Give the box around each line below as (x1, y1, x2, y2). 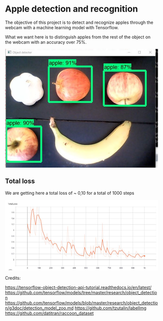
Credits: (5, 275, 21, 281)
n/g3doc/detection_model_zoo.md (5, 305, 74, 311)
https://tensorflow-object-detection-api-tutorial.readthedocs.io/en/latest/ (5, 285, 152, 290)
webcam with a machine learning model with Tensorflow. (5, 24, 119, 30)
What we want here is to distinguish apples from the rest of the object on (5, 34, 151, 40)
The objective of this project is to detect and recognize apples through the (5, 19, 154, 25)
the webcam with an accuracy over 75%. (5, 39, 87, 45)
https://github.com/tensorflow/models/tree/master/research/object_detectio (5, 290, 157, 296)
